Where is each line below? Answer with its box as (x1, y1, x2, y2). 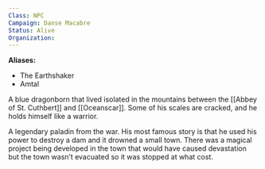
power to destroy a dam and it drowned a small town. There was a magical (8, 136, 252, 145)
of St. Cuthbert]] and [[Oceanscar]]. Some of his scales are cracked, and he (8, 103, 257, 113)
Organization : (8, 33, 56, 42)
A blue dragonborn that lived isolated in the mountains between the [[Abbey (8, 94, 257, 104)
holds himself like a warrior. (8, 112, 99, 121)
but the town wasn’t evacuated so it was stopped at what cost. (8, 152, 213, 162)
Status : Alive (8, 26, 56, 34)
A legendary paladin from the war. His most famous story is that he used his (8, 127, 257, 136)
